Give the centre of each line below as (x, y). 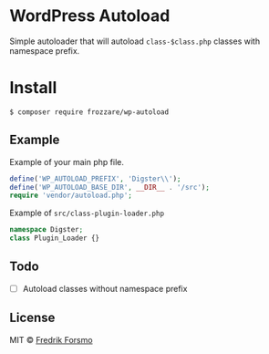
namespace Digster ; (47, 230)
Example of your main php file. (67, 161)
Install (33, 88)
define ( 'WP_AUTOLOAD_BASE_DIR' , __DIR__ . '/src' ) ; (109, 187)
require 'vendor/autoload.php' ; (71, 196)
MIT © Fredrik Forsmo (51, 339)
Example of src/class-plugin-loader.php (87, 213)
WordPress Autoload (90, 16)
